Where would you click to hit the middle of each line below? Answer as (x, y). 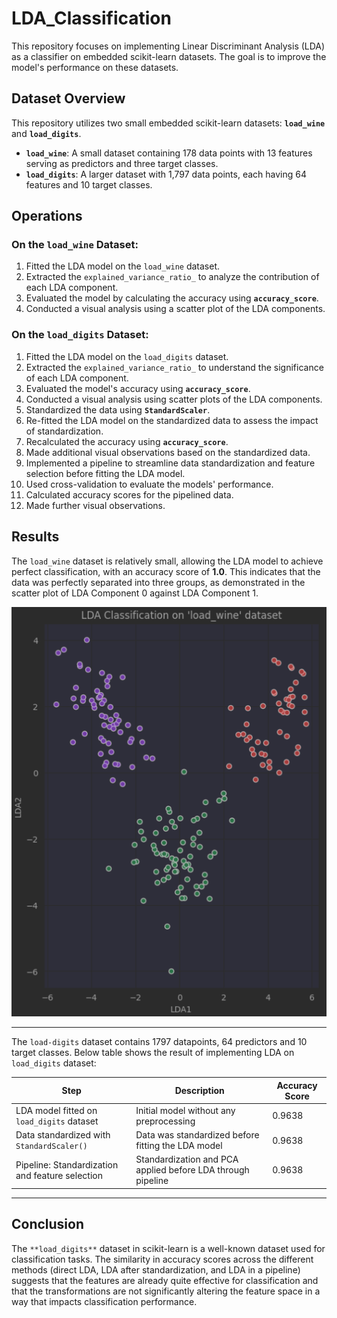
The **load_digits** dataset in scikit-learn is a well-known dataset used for (168, 1248)
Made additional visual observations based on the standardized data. (168, 452)
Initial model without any (185, 1110)
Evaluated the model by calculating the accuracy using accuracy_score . (172, 298)
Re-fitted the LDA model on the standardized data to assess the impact (172, 420)
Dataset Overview (68, 98)
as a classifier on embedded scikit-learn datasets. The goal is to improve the (169, 56)
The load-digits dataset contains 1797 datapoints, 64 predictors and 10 (159, 1042)
